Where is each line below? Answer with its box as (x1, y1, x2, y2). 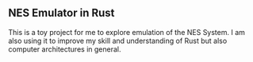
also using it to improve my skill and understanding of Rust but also (8, 36, 228, 45)
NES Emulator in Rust (8, 6, 115, 20)
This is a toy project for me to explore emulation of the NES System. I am (8, 27, 246, 37)
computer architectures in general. (8, 44, 121, 54)
